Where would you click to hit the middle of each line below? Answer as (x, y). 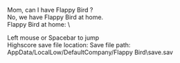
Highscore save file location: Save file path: (69, 45)
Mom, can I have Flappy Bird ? (50, 10)
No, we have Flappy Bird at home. (55, 17)
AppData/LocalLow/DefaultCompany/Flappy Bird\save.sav (90, 52)
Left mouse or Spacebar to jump (53, 38)
